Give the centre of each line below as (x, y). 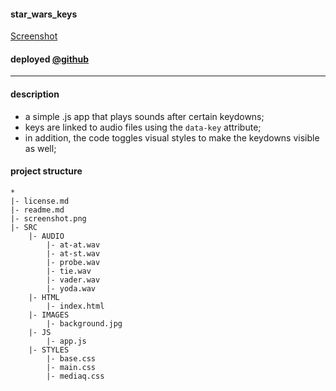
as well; (40, 148)
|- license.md (40, 201)
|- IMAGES (49, 315)
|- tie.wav (69, 271)
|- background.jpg (84, 323)
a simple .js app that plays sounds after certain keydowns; (144, 116)
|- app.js (66, 341)
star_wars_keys (44, 14)
